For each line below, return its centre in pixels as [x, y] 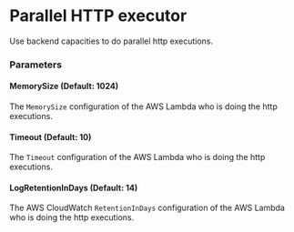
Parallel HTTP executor [98, 16]
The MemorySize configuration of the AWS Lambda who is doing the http [143, 106]
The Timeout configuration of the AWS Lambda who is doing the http [137, 157]
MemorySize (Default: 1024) [64, 86]
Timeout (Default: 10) [51, 136]
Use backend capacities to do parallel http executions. [112, 41]
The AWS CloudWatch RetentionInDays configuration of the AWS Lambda [147, 208]
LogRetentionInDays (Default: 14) [74, 187]
